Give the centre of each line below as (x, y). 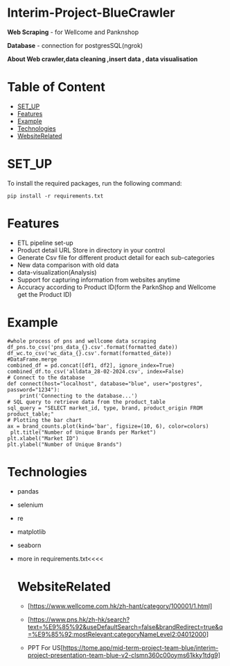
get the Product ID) (44, 294)
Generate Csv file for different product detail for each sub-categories (116, 257)
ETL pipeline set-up (45, 243)
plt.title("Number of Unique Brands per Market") (83, 432)
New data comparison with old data (68, 265)
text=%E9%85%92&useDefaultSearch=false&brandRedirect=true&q (125, 626)
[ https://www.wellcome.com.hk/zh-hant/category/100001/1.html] (120, 606)
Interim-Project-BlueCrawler (91, 13)
